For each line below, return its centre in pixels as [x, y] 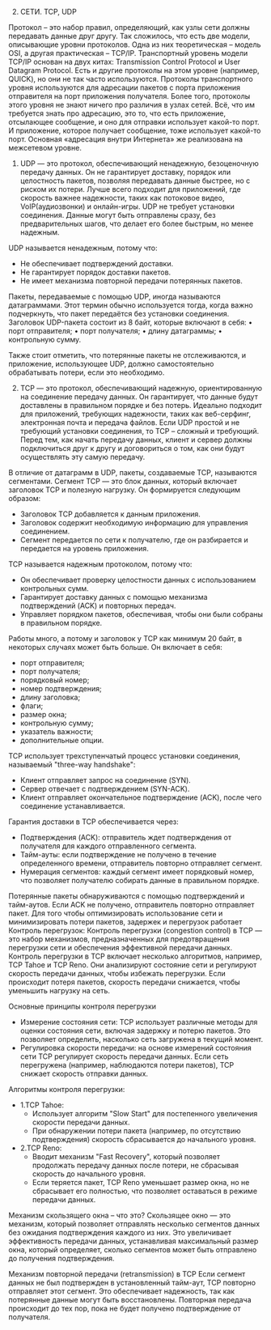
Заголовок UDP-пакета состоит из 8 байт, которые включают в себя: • [131, 322]
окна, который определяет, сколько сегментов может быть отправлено [133, 1249]
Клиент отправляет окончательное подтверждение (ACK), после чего [141, 797]
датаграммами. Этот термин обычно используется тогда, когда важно [131, 305]
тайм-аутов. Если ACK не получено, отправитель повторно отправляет [131, 905]
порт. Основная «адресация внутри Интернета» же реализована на [126, 139]
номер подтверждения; [61, 688]
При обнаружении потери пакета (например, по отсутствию [136, 1131]
